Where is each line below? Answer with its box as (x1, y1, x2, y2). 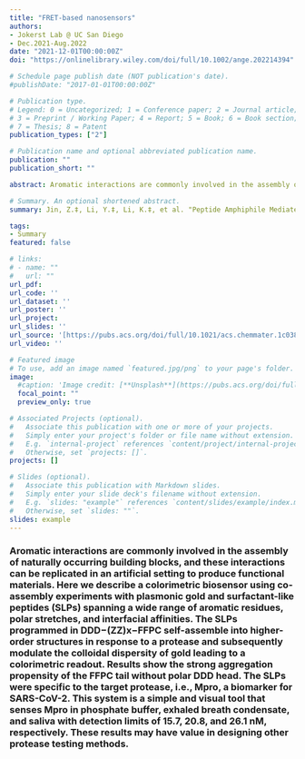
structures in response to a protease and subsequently (35, 636, 283, 648)
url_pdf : (9, 280, 43, 289)
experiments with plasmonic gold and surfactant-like (55, 590, 295, 603)
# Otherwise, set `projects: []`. (9, 448, 148, 457)
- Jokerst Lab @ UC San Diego (9, 30, 124, 39)
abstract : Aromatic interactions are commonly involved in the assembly (9, 180, 290, 189)
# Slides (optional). (9, 473, 92, 482)
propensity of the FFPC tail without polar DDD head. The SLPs (9, 669, 286, 682)
